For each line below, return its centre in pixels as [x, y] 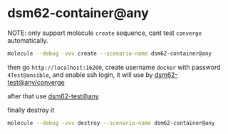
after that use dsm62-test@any [53, 96]
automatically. [28, 40]
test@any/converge [36, 82]
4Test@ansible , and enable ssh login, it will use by [80, 74]
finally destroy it [31, 110]
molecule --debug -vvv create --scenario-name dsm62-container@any [110, 53]
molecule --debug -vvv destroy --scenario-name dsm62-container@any [111, 123]
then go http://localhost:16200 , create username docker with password [114, 67]
